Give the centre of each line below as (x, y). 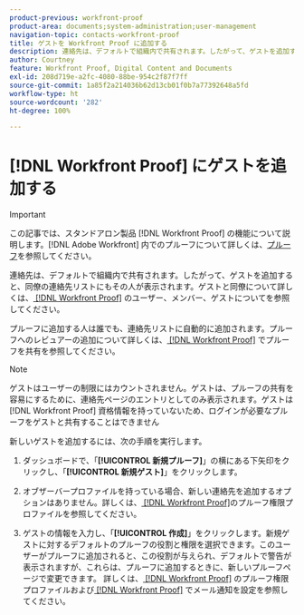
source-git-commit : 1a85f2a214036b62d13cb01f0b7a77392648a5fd (129, 85)
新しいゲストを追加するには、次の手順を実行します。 (108, 442)
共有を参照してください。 (72, 351)
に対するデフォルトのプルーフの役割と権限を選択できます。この (157, 544)
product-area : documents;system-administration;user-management (133, 26)
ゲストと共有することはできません (96, 422)
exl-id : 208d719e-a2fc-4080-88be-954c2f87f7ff (99, 77)
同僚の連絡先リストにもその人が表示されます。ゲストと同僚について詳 (155, 287)
